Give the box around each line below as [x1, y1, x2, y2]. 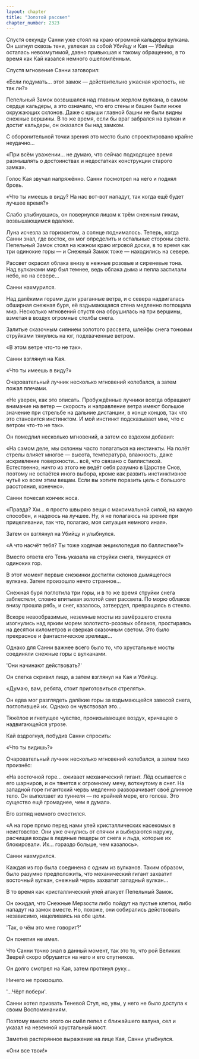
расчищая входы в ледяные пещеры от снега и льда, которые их [6, 835, 171, 842]
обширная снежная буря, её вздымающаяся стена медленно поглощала [6, 302, 191, 309]
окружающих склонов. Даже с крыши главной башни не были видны [6, 109, 182, 116]
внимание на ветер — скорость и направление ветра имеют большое [6, 403, 185, 410]
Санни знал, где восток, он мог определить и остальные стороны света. [6, 235, 191, 242]
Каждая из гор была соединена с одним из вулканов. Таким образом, [6, 864, 185, 871]
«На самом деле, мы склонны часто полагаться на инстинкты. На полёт [6, 445, 190, 452]
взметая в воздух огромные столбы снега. [6, 314, 115, 322]
